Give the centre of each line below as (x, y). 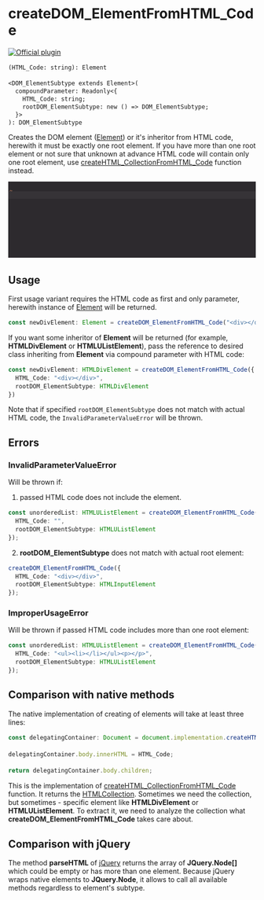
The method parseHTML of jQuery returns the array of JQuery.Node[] (123, 862)
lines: (17, 722)
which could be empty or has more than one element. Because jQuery (121, 871)
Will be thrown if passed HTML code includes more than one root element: (129, 630)
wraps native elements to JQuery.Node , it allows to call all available (118, 879)
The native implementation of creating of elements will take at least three (126, 714)
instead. (21, 171)
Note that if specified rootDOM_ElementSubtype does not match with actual (126, 410)
